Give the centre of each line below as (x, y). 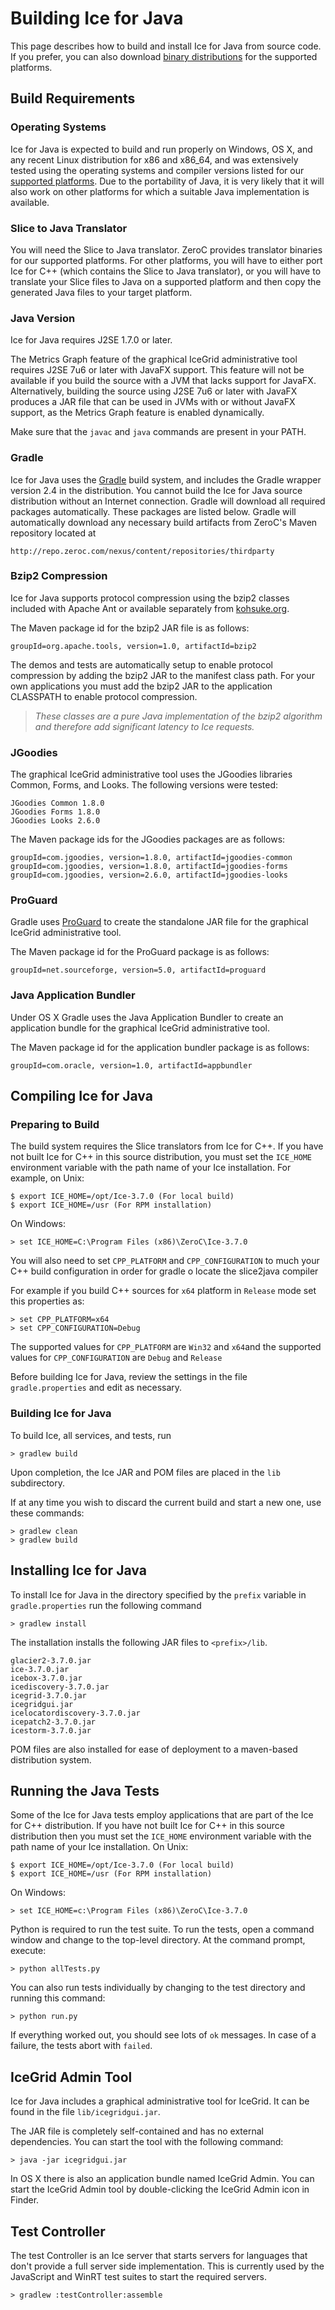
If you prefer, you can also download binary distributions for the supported (164, 56)
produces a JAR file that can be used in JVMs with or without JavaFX (153, 402)
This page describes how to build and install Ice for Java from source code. (166, 46)
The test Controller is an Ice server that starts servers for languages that (159, 2255)
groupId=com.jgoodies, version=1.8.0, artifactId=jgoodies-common (151, 858)
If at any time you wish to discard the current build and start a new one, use (166, 1502)
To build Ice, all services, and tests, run (91, 1435)
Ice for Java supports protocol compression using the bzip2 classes (150, 598)
